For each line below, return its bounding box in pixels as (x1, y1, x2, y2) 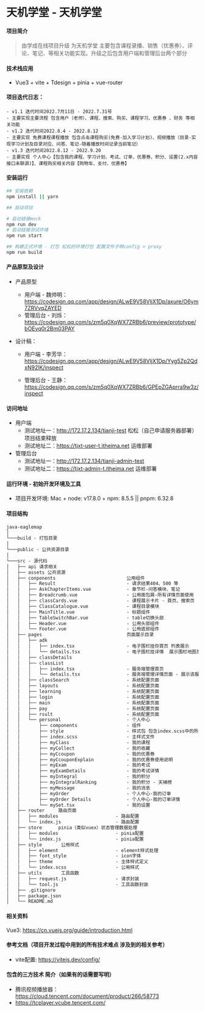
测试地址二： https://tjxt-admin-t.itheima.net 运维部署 (24, 465, 157, 472)
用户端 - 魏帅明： (24, 291, 68, 298)
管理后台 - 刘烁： (24, 312, 68, 319)
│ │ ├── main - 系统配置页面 (6, 699, 160, 706)
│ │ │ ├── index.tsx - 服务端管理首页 (6, 666, 164, 672)
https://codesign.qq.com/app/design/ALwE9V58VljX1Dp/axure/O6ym (24, 298, 199, 305)
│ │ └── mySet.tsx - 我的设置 (6, 802, 151, 808)
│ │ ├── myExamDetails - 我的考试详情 (6, 768, 160, 774)
